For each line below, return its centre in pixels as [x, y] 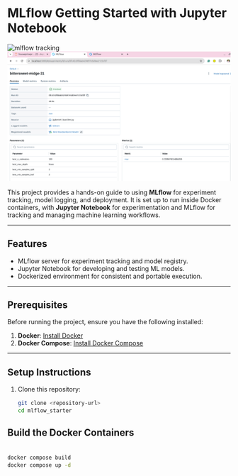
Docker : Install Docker [50, 336]
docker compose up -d [39, 465]
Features [27, 244]
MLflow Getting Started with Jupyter [117, 13]
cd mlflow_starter [45, 411]
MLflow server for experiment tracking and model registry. [103, 261]
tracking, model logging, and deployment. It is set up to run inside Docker [114, 199]
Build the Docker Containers [71, 433]
